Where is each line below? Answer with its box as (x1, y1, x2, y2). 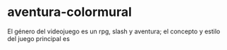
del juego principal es (7, 34, 70, 42)
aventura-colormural (7, 4, 133, 20)
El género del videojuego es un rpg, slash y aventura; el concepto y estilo (7, 27, 221, 35)
